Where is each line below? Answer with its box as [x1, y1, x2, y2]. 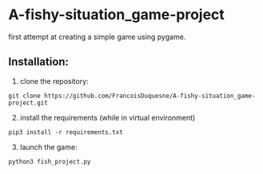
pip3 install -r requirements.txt [8, 128, 124, 136]
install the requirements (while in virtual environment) [19, 113, 196, 122]
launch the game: [19, 142, 78, 152]
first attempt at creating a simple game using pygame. [8, 32, 186, 42]
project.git [8, 98, 48, 107]
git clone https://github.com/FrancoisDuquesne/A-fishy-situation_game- [8, 92, 256, 100]
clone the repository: [19, 76, 90, 85]
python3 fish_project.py [8, 157, 91, 165]
